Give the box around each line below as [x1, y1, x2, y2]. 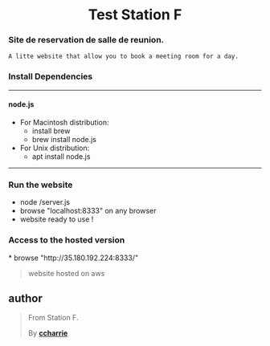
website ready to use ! [19, 214, 94, 224]
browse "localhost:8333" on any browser [19, 206, 157, 216]
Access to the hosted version [8, 234, 125, 246]
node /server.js [19, 197, 71, 207]
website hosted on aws [27, 268, 105, 278]
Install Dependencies [8, 71, 93, 82]
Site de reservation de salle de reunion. [8, 35, 165, 46]
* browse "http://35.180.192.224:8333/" [8, 253, 139, 263]
